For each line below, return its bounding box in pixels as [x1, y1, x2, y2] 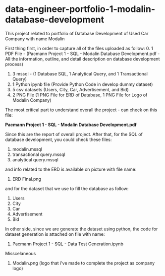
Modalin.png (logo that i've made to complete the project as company [12, 260, 155, 266]
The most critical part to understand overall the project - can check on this [5, 107, 158, 113]
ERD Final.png [12, 176, 41, 182]
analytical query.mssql [12, 156, 58, 162]
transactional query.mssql [12, 151, 65, 157]
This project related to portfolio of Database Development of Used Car [5, 30, 149, 36]
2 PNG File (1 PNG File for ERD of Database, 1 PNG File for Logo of [12, 92, 148, 98]
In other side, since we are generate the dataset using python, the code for [5, 226, 158, 232]
